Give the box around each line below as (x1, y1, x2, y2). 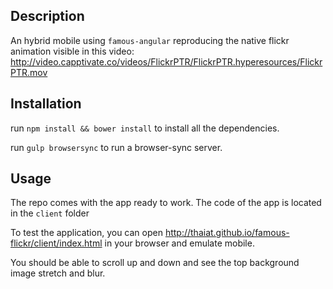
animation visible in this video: (10, 45, 135, 57)
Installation (10, 95, 82, 113)
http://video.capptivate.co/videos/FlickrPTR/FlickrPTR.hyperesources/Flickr (10, 55, 323, 68)
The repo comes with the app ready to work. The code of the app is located (10, 197, 322, 209)
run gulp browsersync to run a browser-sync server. (10, 141, 223, 153)
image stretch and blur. (10, 267, 106, 279)
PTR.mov (10, 66, 48, 78)
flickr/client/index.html (10, 237, 103, 249)
